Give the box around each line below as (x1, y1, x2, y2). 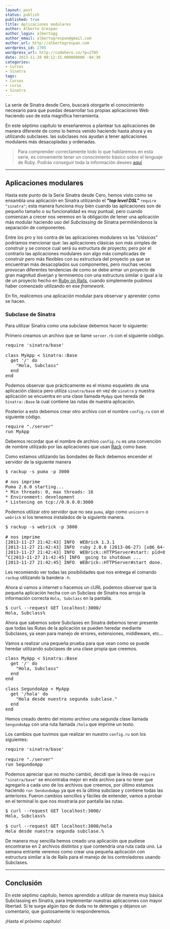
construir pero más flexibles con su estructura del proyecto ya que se (5, 256, 150, 262)
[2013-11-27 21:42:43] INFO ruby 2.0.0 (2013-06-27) (5, 544, 142, 550)
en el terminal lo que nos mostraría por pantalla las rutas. (5, 798, 124, 804)
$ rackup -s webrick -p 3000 (5, 524, 77, 530)
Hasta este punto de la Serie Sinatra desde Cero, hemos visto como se (5, 192, 153, 198)
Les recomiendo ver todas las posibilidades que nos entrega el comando (5, 569, 157, 575)
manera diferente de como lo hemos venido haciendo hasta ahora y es (5, 128, 153, 134)
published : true (5, 17, 39, 22)
